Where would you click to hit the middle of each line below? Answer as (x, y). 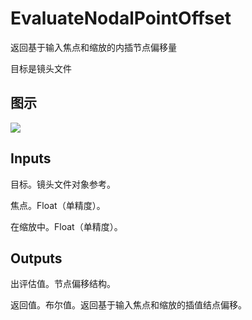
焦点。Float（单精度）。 (58, 205)
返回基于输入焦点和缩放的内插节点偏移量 (93, 47)
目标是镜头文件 (41, 68)
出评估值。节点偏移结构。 (63, 284)
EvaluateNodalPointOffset (121, 18)
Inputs (31, 158)
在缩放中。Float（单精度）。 (66, 226)
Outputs (36, 258)
